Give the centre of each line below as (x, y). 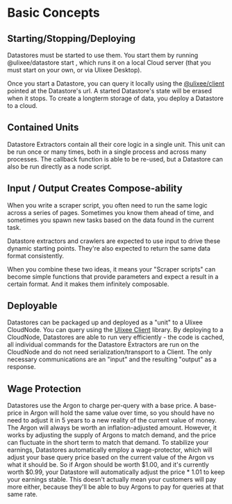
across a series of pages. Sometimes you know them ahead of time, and (110, 212)
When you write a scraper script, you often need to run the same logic (108, 205)
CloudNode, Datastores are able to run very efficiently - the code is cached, (116, 337)
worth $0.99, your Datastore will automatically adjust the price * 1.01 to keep (116, 472)
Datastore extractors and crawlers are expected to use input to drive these (114, 241)
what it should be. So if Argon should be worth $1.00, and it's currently (108, 465)
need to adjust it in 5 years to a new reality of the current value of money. (112, 420)
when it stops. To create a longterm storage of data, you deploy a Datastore (115, 98)
